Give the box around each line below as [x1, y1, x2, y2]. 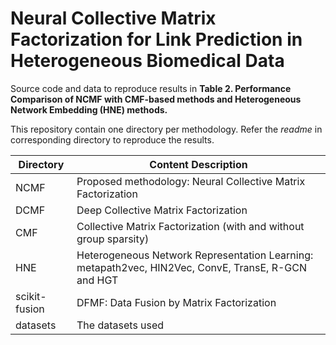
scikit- [15, 289, 47, 303]
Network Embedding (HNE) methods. [10, 103, 168, 116]
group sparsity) [76, 232, 150, 246]
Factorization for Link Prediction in [10, 28, 303, 51]
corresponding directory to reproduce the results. [10, 133, 215, 146]
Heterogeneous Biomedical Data [10, 50, 285, 72]
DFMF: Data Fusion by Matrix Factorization [76, 295, 277, 309]
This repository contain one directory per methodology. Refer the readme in [10, 123, 323, 135]
